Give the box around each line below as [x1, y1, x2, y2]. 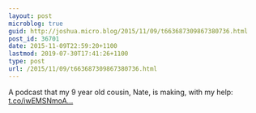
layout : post [8, 11, 53, 20]
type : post [8, 58, 45, 66]
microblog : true [8, 20, 63, 28]
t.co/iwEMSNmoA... [8, 95, 74, 106]
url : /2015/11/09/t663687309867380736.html [8, 65, 158, 73]
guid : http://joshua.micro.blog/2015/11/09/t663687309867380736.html [8, 27, 249, 35]
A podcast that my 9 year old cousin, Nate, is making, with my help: [8, 87, 233, 97]
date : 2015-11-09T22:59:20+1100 [8, 42, 117, 50]
